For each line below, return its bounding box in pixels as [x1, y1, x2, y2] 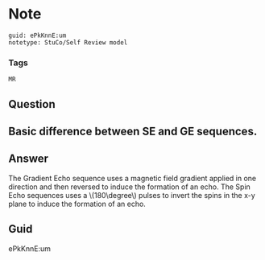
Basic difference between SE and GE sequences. [8, 125, 258, 138]
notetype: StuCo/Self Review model [8, 38, 128, 47]
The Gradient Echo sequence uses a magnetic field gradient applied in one [8, 173, 257, 183]
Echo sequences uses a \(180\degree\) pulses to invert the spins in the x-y [8, 190, 255, 200]
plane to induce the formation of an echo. [8, 199, 147, 208]
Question [8, 97, 56, 111]
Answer [8, 152, 49, 166]
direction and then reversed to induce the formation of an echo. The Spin [8, 182, 251, 192]
